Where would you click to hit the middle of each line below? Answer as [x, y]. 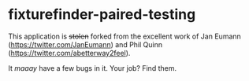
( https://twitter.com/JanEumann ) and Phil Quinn [85, 44]
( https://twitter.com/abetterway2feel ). [69, 53]
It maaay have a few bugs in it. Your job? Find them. [93, 68]
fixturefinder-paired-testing [102, 15]
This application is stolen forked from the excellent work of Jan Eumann [125, 36]
